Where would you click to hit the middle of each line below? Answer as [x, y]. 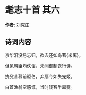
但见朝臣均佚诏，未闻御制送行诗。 [40, 66]
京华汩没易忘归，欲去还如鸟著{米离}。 [44, 55]
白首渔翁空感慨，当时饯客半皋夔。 [40, 87]
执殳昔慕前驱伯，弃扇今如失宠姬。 [40, 76]
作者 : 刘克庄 [17, 25]
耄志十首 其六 [32, 10]
